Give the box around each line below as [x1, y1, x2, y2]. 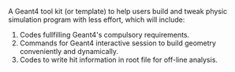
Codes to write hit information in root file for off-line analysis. [19, 55, 218, 64]
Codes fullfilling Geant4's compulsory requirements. [19, 31, 190, 39]
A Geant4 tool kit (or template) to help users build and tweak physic [8, 7, 228, 16]
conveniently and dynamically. [19, 47, 119, 56]
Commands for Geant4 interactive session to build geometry [19, 38, 217, 48]
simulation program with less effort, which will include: [8, 15, 185, 24]
